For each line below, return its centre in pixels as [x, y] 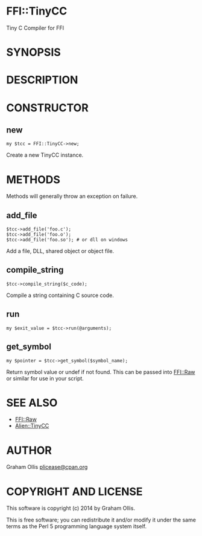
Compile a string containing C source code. [60, 295]
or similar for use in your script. [45, 378]
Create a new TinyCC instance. [45, 155]
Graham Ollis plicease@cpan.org [47, 467]
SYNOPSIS [34, 52]
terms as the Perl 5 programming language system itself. [76, 526]
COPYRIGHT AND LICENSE [74, 492]
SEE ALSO [32, 403]
